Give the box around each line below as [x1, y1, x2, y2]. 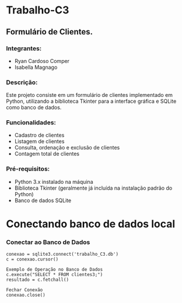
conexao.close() [6, 292, 45, 298]
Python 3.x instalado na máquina [14, 178, 93, 185]
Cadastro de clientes [14, 132, 65, 139]
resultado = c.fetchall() [6, 277, 69, 283]
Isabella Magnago [14, 64, 58, 71]
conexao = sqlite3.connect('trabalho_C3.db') [6, 252, 118, 257]
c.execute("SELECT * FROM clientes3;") [6, 272, 103, 278]
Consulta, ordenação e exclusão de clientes [14, 144, 120, 151]
